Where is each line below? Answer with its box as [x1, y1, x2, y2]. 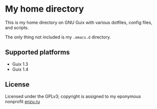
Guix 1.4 [12, 66, 29, 72]
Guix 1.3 [12, 61, 28, 67]
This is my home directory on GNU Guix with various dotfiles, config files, [5, 19, 153, 25]
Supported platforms [5, 48, 70, 56]
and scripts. [5, 24, 29, 30]
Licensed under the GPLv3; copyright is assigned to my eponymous [5, 93, 141, 99]
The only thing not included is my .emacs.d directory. [5, 34, 111, 40]
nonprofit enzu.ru [5, 98, 40, 104]
